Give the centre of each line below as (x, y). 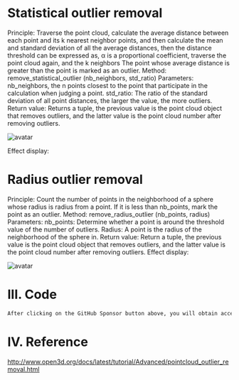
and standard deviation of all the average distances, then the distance (110, 48)
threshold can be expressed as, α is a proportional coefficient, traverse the (117, 55)
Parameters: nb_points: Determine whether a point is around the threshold (116, 222)
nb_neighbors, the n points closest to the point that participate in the (108, 85)
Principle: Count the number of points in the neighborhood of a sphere (111, 199)
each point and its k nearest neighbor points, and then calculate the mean (115, 40)
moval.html (23, 369)
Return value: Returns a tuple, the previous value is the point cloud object (115, 108)
